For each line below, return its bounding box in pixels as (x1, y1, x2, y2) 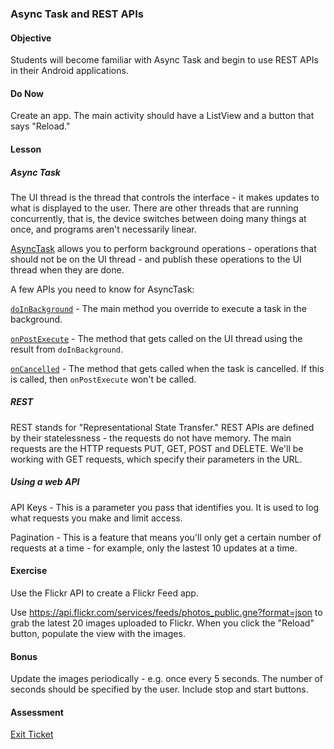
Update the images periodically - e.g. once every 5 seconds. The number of (10, 673, 324, 685)
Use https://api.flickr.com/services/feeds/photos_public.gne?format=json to (10, 607, 323, 619)
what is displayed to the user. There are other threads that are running (10, 202, 299, 214)
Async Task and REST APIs (10, 7, 144, 21)
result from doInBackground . (10, 343, 124, 355)
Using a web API (10, 476, 80, 488)
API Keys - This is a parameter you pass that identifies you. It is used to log (10, 501, 320, 513)
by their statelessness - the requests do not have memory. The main (10, 432, 292, 444)
